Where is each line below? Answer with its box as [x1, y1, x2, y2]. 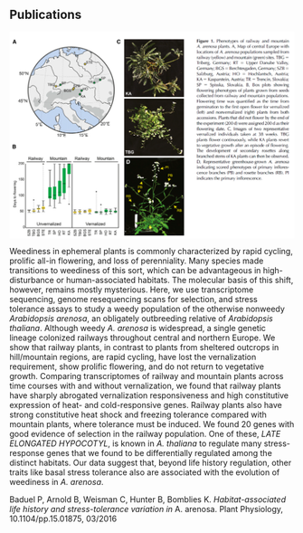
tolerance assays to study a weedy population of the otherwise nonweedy [9, 303, 285, 314]
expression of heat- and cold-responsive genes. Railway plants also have [9, 399, 282, 410]
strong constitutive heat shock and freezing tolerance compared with [9, 409, 267, 420]
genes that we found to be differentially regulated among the [46, 447, 273, 458]
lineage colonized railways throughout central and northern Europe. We [9, 332, 276, 343]
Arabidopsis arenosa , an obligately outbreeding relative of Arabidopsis [9, 312, 273, 324]
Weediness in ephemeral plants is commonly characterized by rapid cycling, [9, 245, 294, 256]
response [9, 447, 45, 458]
